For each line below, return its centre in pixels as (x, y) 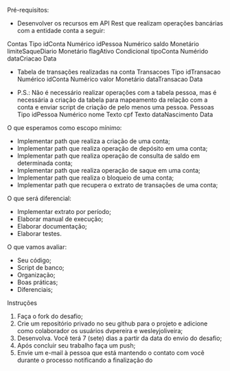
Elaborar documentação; (52, 226)
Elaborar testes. (39, 234)
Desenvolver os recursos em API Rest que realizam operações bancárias (120, 23)
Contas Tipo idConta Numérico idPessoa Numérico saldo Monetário (103, 44)
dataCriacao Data (32, 59)
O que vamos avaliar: (37, 247)
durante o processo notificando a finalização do (85, 360)
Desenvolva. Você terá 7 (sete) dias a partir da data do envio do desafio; (119, 338)
